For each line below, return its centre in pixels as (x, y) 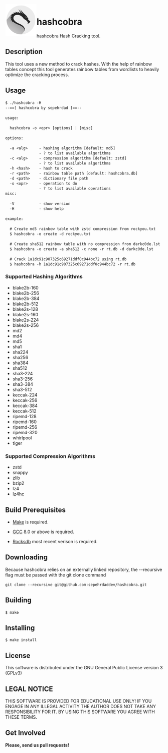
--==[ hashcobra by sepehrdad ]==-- (43, 108)
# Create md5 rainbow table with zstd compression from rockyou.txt (83, 229)
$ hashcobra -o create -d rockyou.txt (50, 234)
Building (18, 600)
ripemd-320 (25, 432)
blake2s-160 (25, 314)
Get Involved (26, 733)
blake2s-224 (26, 320)
